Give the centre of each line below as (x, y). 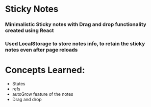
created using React (29, 30)
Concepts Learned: (45, 70)
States (19, 83)
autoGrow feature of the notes (43, 94)
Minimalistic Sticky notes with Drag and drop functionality (76, 25)
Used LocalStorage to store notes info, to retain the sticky (75, 44)
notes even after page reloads (41, 50)
